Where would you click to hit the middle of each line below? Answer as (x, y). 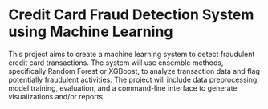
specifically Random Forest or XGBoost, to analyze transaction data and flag (134, 71)
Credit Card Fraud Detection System (131, 15)
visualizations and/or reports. (57, 96)
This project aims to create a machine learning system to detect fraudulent (132, 54)
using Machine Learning (91, 32)
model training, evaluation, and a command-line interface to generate (123, 88)
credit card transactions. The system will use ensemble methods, (116, 63)
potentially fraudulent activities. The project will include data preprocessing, (134, 79)
